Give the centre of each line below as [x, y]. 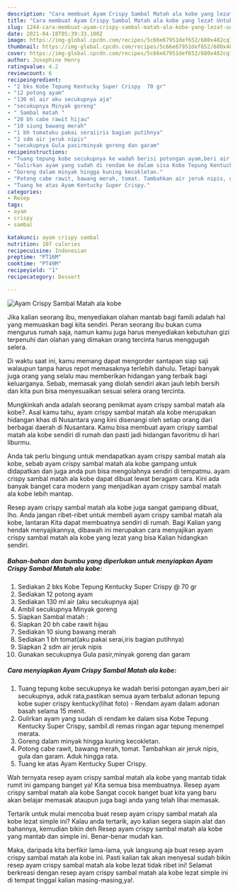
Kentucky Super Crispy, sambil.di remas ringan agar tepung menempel [121, 726]
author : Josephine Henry [44, 60]
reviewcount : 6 [30, 73]
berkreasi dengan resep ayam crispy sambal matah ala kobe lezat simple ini [118, 873]
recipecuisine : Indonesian [47, 251]
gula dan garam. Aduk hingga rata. [68, 756]
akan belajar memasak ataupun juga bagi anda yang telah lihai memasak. [114, 800]
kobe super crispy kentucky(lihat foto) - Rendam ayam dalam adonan [118, 703]
